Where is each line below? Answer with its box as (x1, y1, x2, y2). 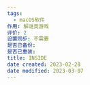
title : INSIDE (7, 55, 48, 62)
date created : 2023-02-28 (7, 61, 80, 68)
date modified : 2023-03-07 (7, 67, 84, 74)
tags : (7, 10, 22, 17)
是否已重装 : (7, 49, 36, 56)
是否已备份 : (7, 42, 36, 49)
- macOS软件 (13, 16, 46, 23)
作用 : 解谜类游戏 (7, 23, 49, 29)
